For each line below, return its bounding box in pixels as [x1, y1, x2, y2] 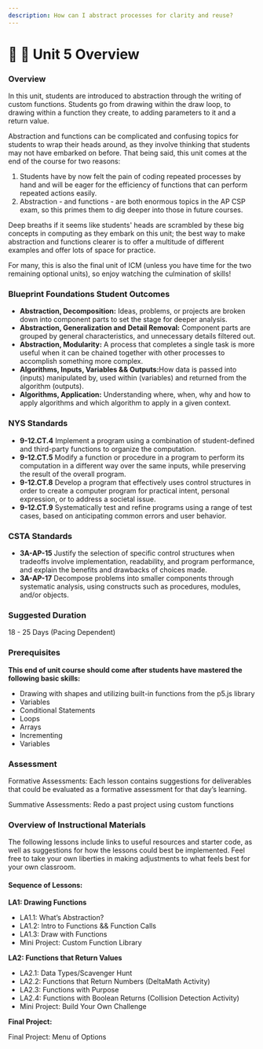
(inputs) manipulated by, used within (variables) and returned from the [19, 373, 247, 383]
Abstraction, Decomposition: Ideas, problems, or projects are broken [19, 306, 246, 316]
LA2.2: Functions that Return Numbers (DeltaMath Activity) [19, 977, 210, 986]
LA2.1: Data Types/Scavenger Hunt [19, 968, 133, 978]
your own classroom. [8, 862, 76, 872]
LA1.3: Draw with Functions [19, 930, 108, 939]
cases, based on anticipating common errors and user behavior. [19, 511, 227, 520]
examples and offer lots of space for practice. [8, 245, 156, 255]
